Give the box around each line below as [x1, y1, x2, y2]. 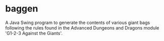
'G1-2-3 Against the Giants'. [5, 30, 63, 36]
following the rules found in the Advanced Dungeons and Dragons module [5, 24, 159, 30]
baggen [5, 3, 38, 14]
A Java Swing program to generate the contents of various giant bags [5, 19, 150, 25]
